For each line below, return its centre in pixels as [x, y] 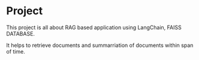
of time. [16, 51]
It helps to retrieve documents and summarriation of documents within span [100, 45]
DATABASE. [20, 33]
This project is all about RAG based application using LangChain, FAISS [94, 27]
